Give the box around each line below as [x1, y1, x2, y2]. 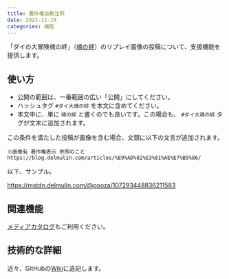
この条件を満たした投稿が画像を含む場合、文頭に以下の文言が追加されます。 [7, 134, 223, 142]
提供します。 [7, 51, 43, 59]
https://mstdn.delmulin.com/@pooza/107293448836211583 [7, 181, 176, 189]
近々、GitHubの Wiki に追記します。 [7, 264, 105, 272]
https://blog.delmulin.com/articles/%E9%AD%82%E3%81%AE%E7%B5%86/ [7, 154, 201, 162]
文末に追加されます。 [29, 118, 89, 127]
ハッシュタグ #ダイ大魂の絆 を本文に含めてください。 [17, 101, 163, 110]
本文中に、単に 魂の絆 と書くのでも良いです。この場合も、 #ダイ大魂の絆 [17, 110, 215, 118]
